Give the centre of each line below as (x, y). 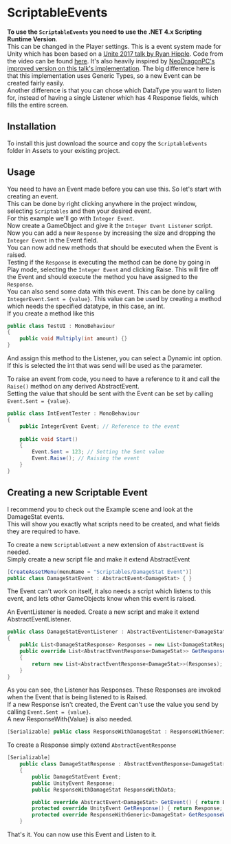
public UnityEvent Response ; (74, 783)
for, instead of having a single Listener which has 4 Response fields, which (113, 97)
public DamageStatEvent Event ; (77, 776)
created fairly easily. (36, 83)
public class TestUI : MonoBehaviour (61, 326)
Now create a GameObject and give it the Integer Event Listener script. (110, 225)
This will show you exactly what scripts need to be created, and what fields (113, 524)
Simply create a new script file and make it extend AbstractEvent (99, 559)
